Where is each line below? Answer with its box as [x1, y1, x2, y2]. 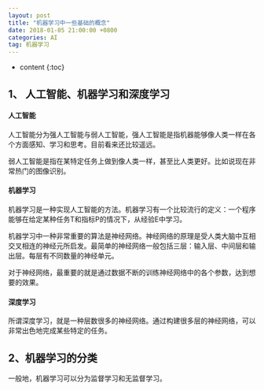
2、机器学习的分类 [8, 351, 98, 365]
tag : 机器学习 [8, 41, 49, 49]
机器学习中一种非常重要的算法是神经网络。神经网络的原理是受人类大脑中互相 [8, 231, 256, 240]
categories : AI [8, 33, 58, 42]
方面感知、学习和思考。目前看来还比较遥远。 [14, 139, 159, 149]
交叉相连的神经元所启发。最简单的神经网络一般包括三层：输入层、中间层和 [8, 241, 249, 251]
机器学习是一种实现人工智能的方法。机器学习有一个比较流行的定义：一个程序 [8, 204, 256, 214]
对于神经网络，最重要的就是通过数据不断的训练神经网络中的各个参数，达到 [8, 267, 249, 277]
